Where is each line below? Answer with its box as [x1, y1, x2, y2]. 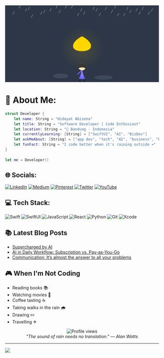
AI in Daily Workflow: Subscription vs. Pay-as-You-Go [12, 249, 120, 255]
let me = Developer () [5, 157, 49, 162]
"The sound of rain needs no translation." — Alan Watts [26, 333, 138, 339]
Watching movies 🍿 [12, 292, 51, 298]
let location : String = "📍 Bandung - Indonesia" [14, 127, 115, 132]
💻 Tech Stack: [5, 198, 50, 207]
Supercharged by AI [12, 244, 53, 250]
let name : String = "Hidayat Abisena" [14, 116, 93, 121]
